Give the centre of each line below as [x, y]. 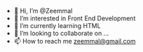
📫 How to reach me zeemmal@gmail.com [75, 41]
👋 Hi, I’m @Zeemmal [43, 11]
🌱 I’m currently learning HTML [57, 26]
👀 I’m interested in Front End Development [75, 18]
